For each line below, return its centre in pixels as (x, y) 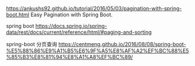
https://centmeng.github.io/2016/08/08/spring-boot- (122, 44)
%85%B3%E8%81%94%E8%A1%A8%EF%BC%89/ (70, 57)
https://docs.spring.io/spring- (71, 26)
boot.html (18, 15)
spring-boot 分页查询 (32, 44)
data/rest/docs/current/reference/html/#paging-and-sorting (79, 32)
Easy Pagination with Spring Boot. (72, 15)
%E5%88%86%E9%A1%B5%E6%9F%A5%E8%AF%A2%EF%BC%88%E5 (98, 51)
